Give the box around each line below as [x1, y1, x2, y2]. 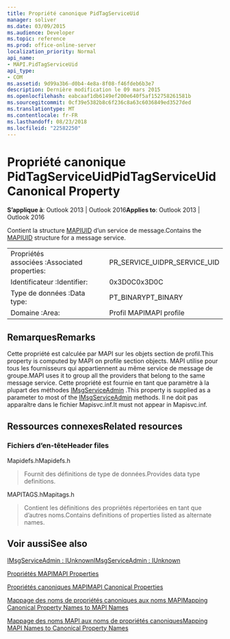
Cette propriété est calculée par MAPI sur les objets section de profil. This [7, 350, 214, 358]
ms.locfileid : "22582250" [7, 125, 81, 131]
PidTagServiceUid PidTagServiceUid [7, 168, 217, 184]
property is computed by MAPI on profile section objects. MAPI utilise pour [7, 357, 218, 365]
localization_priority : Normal [7, 49, 97, 55]
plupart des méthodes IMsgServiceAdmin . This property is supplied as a [7, 386, 211, 394]
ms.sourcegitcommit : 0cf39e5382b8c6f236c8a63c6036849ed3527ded [7, 99, 192, 106]
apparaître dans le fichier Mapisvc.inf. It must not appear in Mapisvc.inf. [7, 401, 207, 409]
